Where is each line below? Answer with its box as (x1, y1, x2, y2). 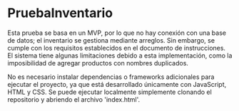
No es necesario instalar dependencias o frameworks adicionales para (7, 73, 215, 81)
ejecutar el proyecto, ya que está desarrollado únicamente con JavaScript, (7, 80, 227, 88)
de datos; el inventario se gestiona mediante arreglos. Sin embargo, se (7, 36, 215, 44)
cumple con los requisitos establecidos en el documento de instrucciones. (7, 43, 226, 52)
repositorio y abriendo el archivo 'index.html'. (7, 95, 141, 104)
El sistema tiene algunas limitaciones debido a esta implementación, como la (7, 51, 233, 60)
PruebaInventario (7, 5, 113, 21)
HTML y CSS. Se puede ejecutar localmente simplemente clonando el (7, 88, 212, 96)
